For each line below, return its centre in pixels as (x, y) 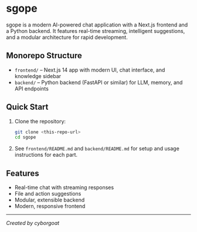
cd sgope (25, 137)
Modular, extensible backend (50, 200)
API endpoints (31, 88)
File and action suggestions (48, 194)
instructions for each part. (46, 155)
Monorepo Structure (44, 56)
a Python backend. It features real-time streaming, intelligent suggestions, (96, 31)
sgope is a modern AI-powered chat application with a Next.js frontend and (97, 25)
